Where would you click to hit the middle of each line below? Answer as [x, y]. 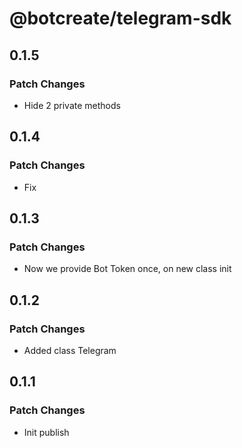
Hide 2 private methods [72, 105]
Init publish [46, 432]
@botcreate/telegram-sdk [120, 18]
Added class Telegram [70, 350]
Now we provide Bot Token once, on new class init [127, 269]
